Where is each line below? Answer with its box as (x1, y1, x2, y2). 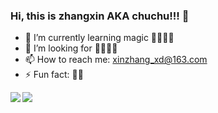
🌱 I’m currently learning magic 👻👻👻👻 (24, 32, 175, 44)
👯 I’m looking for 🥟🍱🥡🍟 (24, 42, 118, 54)
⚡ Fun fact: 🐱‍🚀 (24, 69, 84, 81)
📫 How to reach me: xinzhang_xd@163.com (24, 54, 208, 66)
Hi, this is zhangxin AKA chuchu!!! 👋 (10, 9, 190, 23)
